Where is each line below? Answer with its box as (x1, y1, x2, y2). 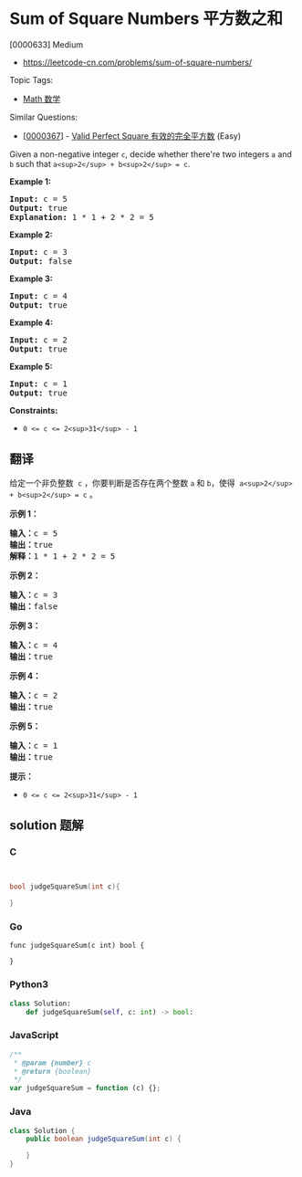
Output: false (9, 256, 73, 266)
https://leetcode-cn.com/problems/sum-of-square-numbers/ (22, 57, 253, 68)
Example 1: (9, 175, 52, 187)
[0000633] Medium (9, 38, 84, 50)
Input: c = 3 (9, 247, 68, 257)
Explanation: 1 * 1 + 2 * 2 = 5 (9, 212, 154, 222)
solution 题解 (9, 818, 84, 834)
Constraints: (9, 405, 58, 415)
